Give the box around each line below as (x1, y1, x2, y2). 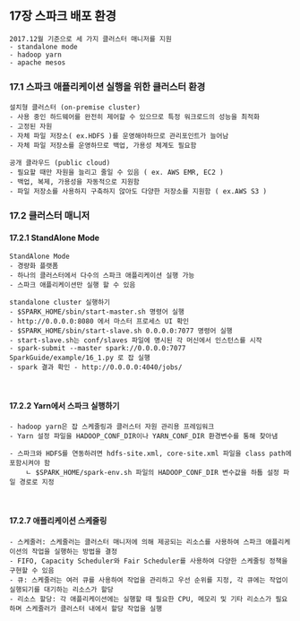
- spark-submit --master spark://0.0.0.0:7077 (9, 344, 186, 353)
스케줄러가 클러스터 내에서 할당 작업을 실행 (25, 604, 163, 613)
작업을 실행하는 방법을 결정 (30, 547, 118, 556)
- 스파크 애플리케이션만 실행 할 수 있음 (9, 280, 136, 289)
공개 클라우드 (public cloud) (9, 159, 111, 168)
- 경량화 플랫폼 (9, 262, 59, 271)
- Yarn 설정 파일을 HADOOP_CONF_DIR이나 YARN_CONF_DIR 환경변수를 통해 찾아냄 (9, 432, 279, 441)
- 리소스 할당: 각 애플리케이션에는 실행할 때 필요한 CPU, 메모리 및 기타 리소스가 (9, 594, 271, 603)
